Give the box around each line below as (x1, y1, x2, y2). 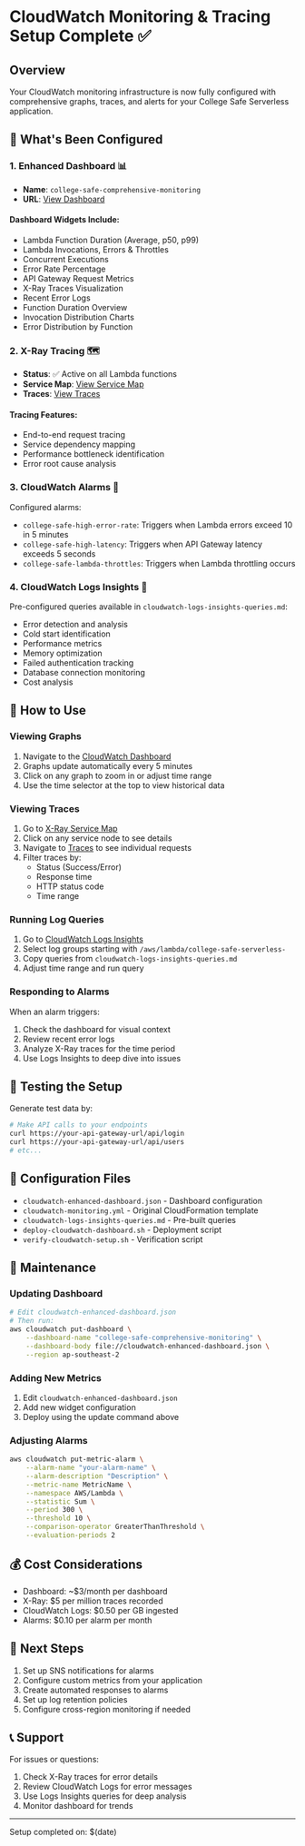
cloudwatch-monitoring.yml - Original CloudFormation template (22, 1205, 259, 1216)
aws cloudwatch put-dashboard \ (9, 1325, 132, 1334)
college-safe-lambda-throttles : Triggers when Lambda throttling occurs (22, 558, 296, 568)
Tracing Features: (9, 409, 78, 420)
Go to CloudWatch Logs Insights (22, 933, 143, 945)
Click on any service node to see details (22, 833, 172, 844)
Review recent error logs (22, 1033, 115, 1044)
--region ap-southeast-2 (25, 1350, 120, 1359)
